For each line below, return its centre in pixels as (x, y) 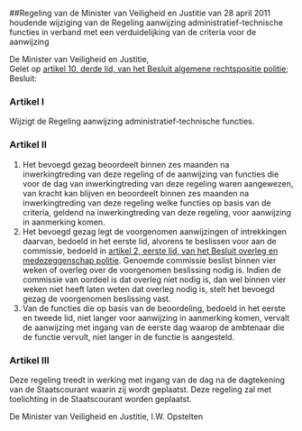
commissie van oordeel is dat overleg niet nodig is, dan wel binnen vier (154, 280)
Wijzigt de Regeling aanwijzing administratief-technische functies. (132, 122)
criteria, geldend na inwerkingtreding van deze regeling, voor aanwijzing (156, 212)
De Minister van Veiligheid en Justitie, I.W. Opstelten (106, 416)
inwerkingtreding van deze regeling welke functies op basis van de (146, 203)
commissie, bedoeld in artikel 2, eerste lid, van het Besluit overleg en (150, 251)
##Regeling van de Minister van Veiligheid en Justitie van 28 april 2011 (140, 13)
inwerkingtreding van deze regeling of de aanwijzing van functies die (151, 174)
